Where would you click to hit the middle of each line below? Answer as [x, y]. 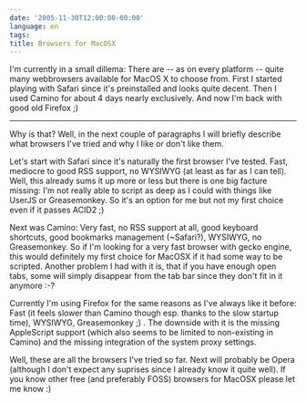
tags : [20, 35]
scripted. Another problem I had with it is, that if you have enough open [143, 266]
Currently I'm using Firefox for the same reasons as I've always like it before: [153, 304]
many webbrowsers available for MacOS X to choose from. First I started [146, 79]
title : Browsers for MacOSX [63, 43]
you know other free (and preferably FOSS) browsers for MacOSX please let [153, 379]
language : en [34, 26]
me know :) [31, 389]
